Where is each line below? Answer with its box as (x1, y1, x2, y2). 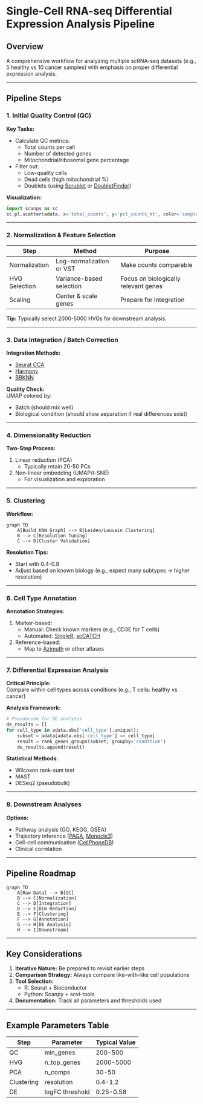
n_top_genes (44, 1058, 81, 1066)
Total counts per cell (24, 143, 76, 151)
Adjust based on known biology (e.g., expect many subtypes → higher (14, 567, 190, 574)
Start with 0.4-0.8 (14, 560, 59, 567)
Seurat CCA (14, 361, 45, 369)
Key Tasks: (6, 125, 35, 133)
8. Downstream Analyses (6, 800, 82, 809)
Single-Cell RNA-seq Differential (6, 4, 172, 18)
